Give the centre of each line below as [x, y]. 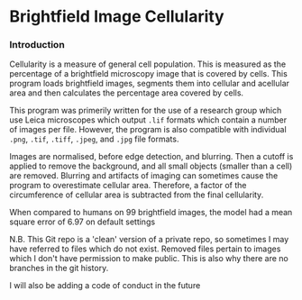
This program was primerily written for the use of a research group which [146, 111]
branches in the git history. [59, 268]
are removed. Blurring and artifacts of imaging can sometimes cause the [144, 176]
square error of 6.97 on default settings [82, 222]
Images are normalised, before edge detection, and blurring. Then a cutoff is [151, 157]
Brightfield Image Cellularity [117, 17]
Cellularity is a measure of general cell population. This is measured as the [148, 64]
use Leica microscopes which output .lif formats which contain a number [148, 120]
